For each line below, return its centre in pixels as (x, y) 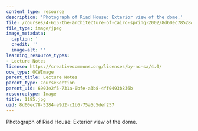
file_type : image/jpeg (34, 28)
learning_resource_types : (38, 55)
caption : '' (26, 39)
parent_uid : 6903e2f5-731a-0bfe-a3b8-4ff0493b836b (70, 89)
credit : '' (25, 45)
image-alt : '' (29, 50)
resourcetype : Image (32, 94)
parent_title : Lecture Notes (42, 77)
